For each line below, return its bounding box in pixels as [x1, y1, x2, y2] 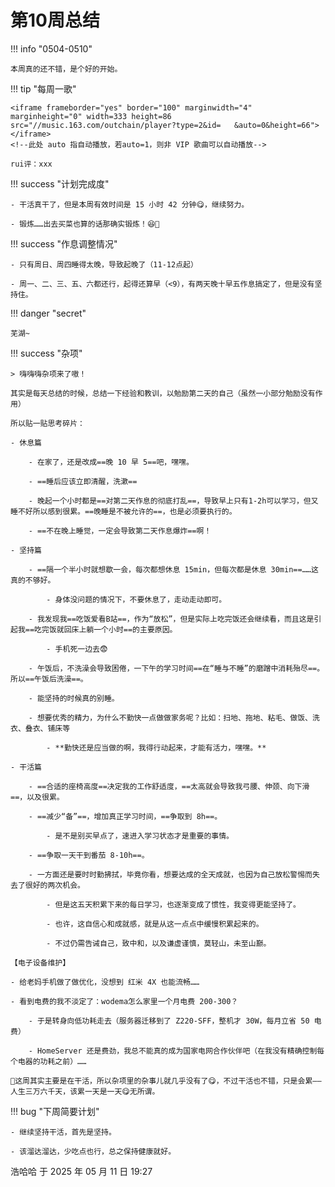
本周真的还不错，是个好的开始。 [10, 64, 123, 74]
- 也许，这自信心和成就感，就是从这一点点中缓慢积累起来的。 [46, 919, 264, 929]
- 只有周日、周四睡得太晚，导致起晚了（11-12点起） [10, 259, 198, 270]
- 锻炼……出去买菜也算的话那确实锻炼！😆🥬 [10, 219, 160, 229]
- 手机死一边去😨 [46, 644, 108, 654]
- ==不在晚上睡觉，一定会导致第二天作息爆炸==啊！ [28, 526, 212, 536]
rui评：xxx [10, 159, 53, 169]
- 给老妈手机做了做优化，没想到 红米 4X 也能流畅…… [10, 977, 200, 987]
